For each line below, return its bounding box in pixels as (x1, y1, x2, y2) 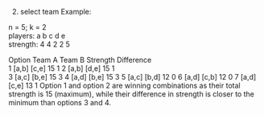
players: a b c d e (8, 31, 66, 40)
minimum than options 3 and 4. (8, 98, 111, 107)
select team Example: (19, 7, 92, 16)
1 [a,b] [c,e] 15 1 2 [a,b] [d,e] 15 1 (8, 64, 115, 73)
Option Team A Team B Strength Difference (8, 55, 152, 64)
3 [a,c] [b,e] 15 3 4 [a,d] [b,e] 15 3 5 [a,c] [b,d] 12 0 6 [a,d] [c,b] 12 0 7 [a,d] (8, 72, 257, 81)
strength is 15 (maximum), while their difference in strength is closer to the (8, 89, 255, 99)
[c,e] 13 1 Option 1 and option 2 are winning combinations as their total (8, 80, 241, 90)
